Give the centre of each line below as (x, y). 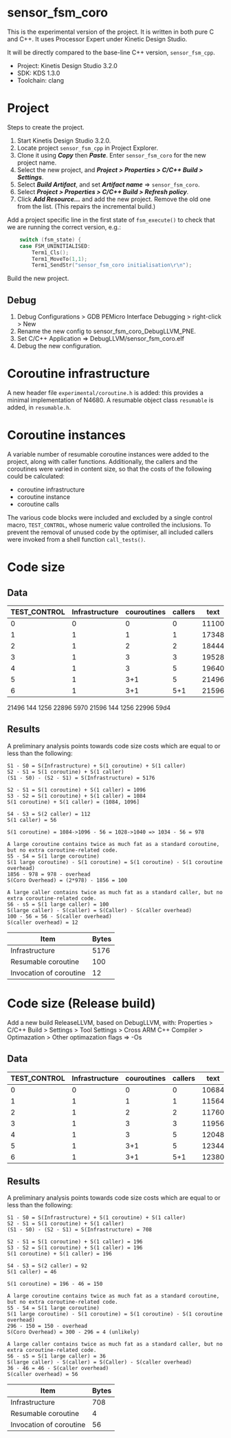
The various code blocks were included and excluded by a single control (110, 517)
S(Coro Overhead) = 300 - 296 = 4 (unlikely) (73, 1332)
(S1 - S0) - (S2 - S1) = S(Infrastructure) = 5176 (81, 778)
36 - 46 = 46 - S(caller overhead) (58, 1368)
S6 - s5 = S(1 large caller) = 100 (58, 904)
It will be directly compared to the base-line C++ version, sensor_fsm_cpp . (111, 52)
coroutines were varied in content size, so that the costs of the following (109, 469)
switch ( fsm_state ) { (50, 240)
